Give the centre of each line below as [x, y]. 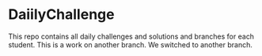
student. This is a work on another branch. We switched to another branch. [131, 44]
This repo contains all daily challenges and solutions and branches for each [131, 36]
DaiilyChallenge [61, 15]
